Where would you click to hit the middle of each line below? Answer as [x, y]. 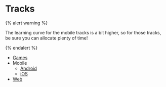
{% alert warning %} [27, 23]
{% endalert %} [22, 48]
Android [28, 68]
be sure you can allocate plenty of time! [47, 38]
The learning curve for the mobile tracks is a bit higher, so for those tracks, [83, 32]
